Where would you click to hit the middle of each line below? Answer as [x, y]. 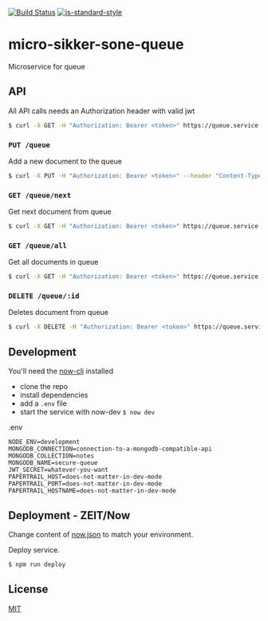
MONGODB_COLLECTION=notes [51, 456]
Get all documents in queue [53, 262]
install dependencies [54, 395]
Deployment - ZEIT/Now [69, 515]
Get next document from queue [60, 212]
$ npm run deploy [37, 564]
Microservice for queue [47, 66]
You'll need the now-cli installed [61, 371]
